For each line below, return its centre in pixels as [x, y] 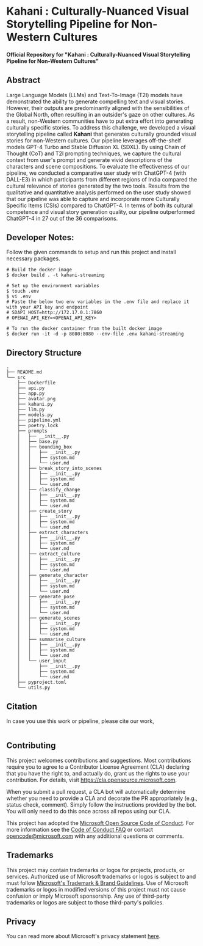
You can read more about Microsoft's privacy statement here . [84, 936]
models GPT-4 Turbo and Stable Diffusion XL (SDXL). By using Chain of [96, 147]
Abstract [23, 80]
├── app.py [31, 394]
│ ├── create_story [45, 512]
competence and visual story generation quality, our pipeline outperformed [101, 211]
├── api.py [31, 388]
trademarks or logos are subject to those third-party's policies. [85, 902]
